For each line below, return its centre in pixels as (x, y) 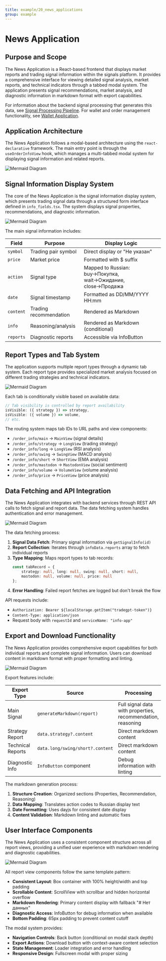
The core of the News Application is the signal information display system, (81, 196)
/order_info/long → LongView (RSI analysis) (57, 449)
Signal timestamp (50, 298)
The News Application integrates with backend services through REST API (81, 503)
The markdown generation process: (41, 784)
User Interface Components (49, 830)
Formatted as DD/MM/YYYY (116, 295)
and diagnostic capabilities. (33, 853)
